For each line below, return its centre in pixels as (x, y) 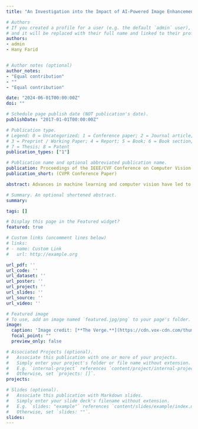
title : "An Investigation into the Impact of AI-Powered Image (85, 11)
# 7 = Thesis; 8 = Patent (38, 147)
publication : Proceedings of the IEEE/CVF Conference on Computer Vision (99, 169)
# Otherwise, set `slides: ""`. (49, 412)
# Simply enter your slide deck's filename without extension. (88, 401)
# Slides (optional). (33, 390)
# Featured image (27, 314)
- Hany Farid (22, 50)
